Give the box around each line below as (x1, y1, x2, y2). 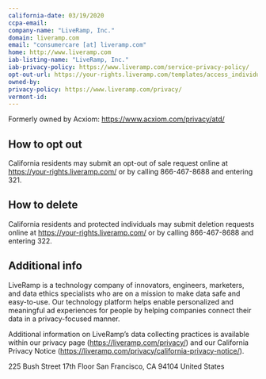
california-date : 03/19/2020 (8, 11, 104, 20)
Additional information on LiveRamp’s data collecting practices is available (8, 329, 249, 339)
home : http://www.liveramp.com (8, 48, 112, 56)
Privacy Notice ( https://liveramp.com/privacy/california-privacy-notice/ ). (8, 346, 245, 355)
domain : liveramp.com (8, 33, 80, 42)
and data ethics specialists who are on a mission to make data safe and (8, 289, 241, 298)
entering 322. (8, 235, 53, 246)
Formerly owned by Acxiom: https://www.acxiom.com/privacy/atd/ (8, 114, 226, 124)
